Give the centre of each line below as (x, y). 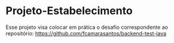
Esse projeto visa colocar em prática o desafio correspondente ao (87, 27)
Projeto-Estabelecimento (69, 11)
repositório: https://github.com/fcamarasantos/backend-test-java (86, 33)
